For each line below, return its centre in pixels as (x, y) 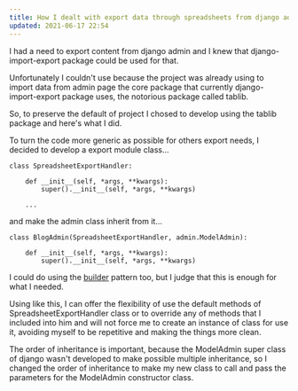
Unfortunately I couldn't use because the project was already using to (137, 77)
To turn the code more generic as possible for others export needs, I (134, 140)
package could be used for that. (120, 60)
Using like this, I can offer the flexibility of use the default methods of (135, 303)
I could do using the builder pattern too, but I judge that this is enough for (143, 277)
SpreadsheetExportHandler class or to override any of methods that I (135, 313)
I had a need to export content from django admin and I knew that (129, 51)
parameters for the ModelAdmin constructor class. (102, 377)
